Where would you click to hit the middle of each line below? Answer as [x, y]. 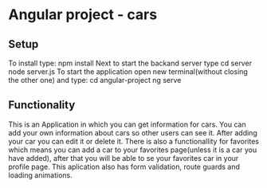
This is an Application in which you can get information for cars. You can [127, 124]
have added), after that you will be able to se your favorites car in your [124, 158]
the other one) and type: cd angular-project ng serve [95, 80]
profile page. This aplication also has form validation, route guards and [124, 166]
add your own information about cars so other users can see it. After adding [133, 132]
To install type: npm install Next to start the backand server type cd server [130, 63]
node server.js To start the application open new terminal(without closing [128, 72]
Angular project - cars [83, 15]
